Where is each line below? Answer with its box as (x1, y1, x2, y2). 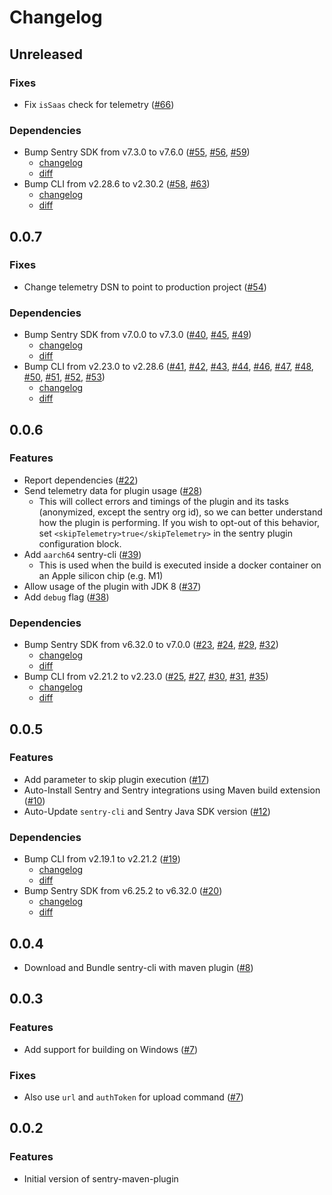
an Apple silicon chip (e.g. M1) (38, 569, 164, 581)
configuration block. (38, 537, 122, 550)
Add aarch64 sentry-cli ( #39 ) (23, 548, 142, 560)
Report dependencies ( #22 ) (23, 474, 139, 486)
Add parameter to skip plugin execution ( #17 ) (23, 773, 210, 785)
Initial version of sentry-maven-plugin (23, 1172, 179, 1185)
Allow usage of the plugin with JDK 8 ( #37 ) (23, 580, 202, 592)
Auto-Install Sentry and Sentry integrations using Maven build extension (23, 784, 321, 796)
